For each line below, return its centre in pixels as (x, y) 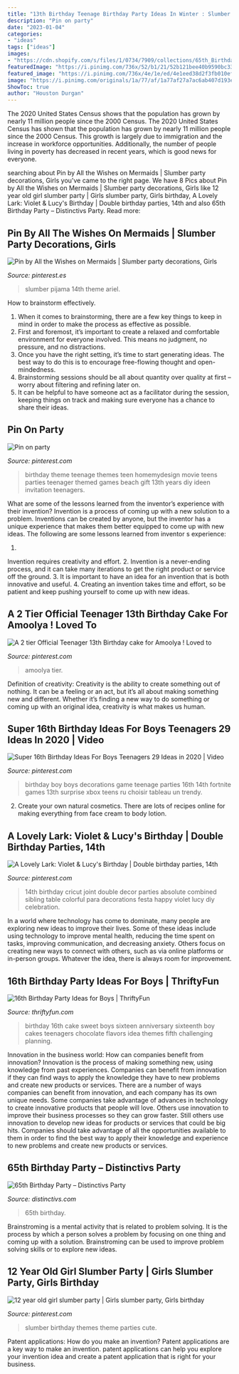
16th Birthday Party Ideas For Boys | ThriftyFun (113, 981)
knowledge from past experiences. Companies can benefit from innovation (117, 1070)
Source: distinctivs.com (42, 1199)
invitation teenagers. (55, 489)
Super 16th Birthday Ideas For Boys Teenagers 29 (119, 728)
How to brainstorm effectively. (52, 303)
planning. (38, 1041)
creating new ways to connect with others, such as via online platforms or (116, 951)
